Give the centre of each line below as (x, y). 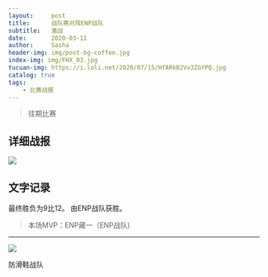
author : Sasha (39, 46)
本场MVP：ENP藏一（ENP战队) (79, 225)
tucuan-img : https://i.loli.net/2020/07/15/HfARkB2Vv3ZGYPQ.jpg (117, 68)
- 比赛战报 (38, 90)
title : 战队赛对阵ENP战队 (56, 23)
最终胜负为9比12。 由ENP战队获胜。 (67, 208)
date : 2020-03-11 (48, 38)
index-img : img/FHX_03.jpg (53, 61)
